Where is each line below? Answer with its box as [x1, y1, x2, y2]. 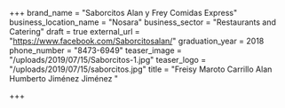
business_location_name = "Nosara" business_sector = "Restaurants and [9, 17, 277, 27]
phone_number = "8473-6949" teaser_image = [9, 45, 182, 56]
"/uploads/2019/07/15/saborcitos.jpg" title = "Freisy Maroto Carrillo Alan [9, 64, 273, 74]
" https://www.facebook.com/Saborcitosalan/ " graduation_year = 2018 [9, 35, 265, 46]
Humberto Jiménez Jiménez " [9, 73, 118, 83]
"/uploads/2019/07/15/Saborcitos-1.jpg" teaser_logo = [9, 55, 207, 65]
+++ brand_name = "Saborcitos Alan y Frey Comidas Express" [9, 8, 238, 18]
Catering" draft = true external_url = [9, 27, 140, 36]
